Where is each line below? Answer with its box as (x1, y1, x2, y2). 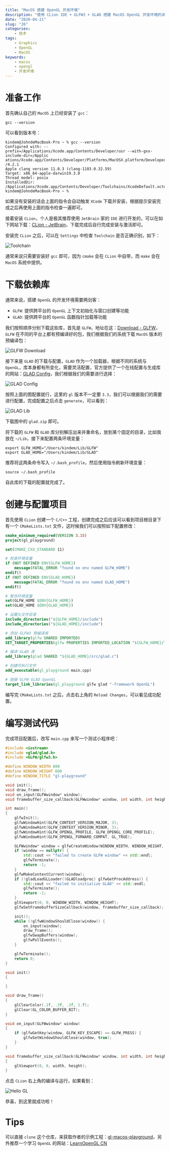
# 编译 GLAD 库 (5, 649, 35, 655)
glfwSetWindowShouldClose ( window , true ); (23, 1035, 112, 1040)
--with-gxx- (127, 148, 153, 154)
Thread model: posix (5, 175, 49, 180)
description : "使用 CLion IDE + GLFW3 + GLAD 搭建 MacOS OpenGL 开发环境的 (5, 12, 162, 17)
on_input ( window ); (23, 923, 62, 929)
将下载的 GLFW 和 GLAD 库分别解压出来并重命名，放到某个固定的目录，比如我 (5, 429, 162, 435)
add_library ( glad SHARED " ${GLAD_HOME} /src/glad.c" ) (5, 654, 119, 659)
